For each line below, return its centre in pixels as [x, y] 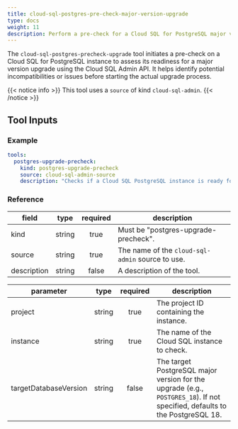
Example [23, 140]
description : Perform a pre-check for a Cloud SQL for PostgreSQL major [117, 34]
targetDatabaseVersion [49, 388]
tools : [17, 155]
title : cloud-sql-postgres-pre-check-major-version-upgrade [98, 14]
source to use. [161, 259]
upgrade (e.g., [180, 388]
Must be [131, 230]
